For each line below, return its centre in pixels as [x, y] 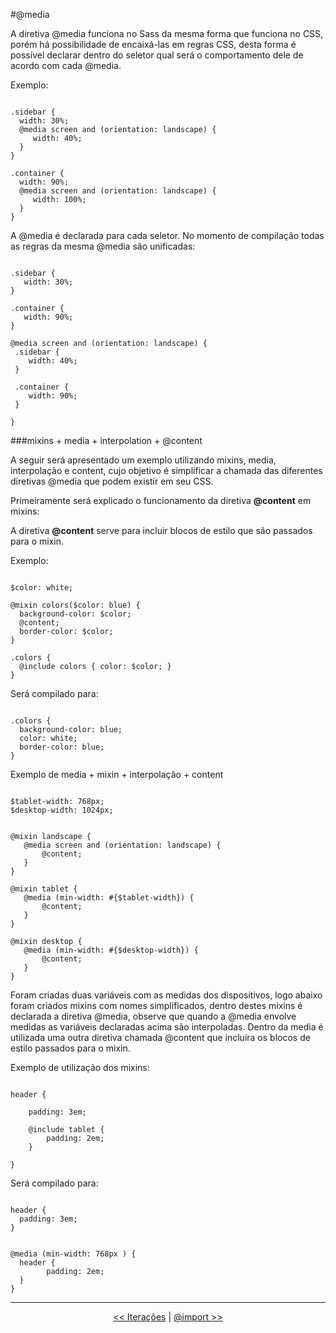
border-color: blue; [62, 747]
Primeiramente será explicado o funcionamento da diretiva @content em [161, 500]
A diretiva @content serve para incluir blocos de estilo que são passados [161, 530]
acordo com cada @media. [66, 65]
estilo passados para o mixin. [70, 1048]
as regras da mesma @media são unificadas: [103, 246]
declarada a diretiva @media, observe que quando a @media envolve [153, 1016]
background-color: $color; [75, 614]
